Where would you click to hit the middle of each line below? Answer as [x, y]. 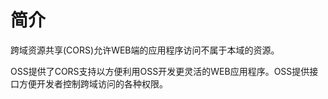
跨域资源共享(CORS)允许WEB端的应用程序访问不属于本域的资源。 [145, 50]
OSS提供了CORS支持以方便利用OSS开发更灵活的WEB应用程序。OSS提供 [160, 71]
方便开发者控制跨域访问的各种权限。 [93, 83]
